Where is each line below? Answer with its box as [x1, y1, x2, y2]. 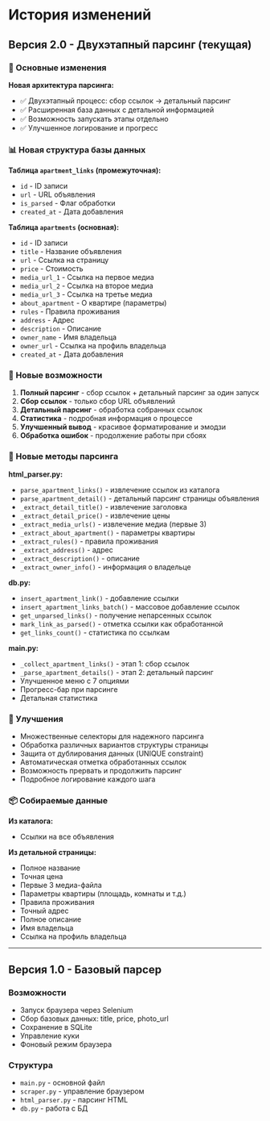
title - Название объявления [19, 247, 122, 256]
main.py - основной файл [19, 1078, 105, 1088]
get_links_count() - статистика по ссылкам [19, 627, 170, 637]
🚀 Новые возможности [8, 369, 103, 381]
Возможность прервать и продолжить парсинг [19, 766, 182, 776]
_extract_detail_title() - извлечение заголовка [19, 502, 187, 511]
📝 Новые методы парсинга [8, 451, 119, 462]
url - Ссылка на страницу [19, 256, 109, 265]
